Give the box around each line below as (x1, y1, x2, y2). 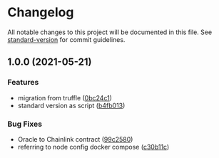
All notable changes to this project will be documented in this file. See (7, 28, 213, 36)
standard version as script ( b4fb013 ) (17, 101, 126, 110)
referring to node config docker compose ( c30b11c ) (17, 142, 170, 151)
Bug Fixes (7, 119, 43, 129)
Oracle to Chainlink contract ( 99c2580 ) (17, 135, 133, 143)
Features (7, 78, 39, 88)
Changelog (7, 4, 74, 21)
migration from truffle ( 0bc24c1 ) (17, 93, 113, 102)
